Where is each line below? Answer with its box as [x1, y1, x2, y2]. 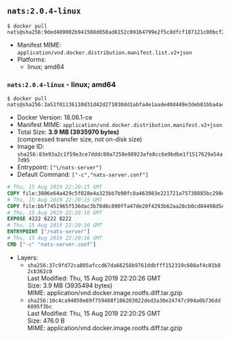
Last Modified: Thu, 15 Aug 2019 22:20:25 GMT [27, 309, 161, 317]
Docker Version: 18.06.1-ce [16, 113, 92, 121]
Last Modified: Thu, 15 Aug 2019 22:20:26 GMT [27, 274, 162, 282]
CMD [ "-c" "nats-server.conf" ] [7, 241, 97, 248]
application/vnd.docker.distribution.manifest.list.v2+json [16, 49, 192, 56]
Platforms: [16, 55, 47, 63]
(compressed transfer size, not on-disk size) [16, 135, 142, 143]
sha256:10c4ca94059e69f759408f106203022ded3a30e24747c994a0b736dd [27, 297, 221, 304]
